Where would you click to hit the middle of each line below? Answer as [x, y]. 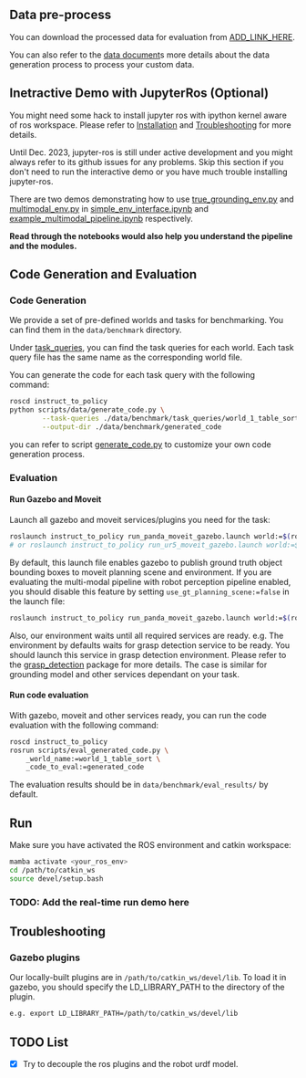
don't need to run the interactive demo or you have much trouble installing [149, 172]
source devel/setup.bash [56, 879]
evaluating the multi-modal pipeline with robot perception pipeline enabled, [150, 581]
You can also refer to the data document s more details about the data [140, 55]
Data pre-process [61, 15]
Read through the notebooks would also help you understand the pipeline [151, 235]
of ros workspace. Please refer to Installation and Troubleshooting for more [150, 125]
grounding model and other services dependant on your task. [124, 674]
